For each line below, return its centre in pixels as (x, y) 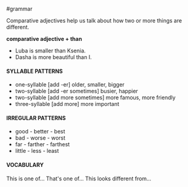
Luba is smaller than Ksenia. (50, 51)
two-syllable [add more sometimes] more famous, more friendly (95, 97)
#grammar (19, 9)
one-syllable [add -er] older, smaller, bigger (70, 85)
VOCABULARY (25, 165)
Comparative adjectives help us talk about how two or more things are (94, 20)
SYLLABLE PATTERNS (35, 71)
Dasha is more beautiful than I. (54, 57)
